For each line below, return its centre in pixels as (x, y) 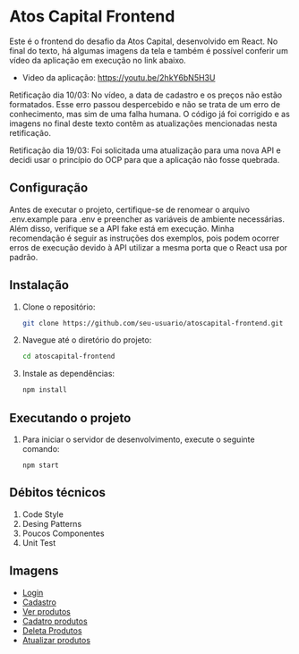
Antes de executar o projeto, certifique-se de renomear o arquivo (130, 209)
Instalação (39, 285)
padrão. (24, 257)
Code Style (43, 514)
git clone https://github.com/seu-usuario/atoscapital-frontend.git (153, 323)
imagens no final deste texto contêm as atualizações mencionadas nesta (143, 123)
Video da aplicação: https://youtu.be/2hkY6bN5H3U (119, 77)
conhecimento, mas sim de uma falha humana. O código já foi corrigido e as (150, 114)
